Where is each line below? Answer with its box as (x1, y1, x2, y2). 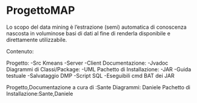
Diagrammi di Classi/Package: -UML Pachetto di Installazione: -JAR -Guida (6, 65, 192, 72)
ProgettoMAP (6, 4, 75, 17)
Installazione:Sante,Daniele (6, 90, 73, 97)
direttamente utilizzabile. (6, 36, 67, 43)
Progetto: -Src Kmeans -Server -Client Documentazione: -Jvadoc (6, 59, 169, 66)
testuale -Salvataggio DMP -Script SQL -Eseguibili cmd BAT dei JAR (6, 72, 175, 79)
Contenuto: (6, 47, 34, 54)
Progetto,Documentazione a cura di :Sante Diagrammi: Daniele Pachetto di (6, 83, 190, 90)
